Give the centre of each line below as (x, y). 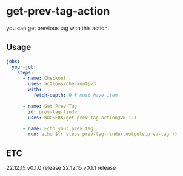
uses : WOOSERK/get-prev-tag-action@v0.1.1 (82, 118)
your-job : (24, 67)
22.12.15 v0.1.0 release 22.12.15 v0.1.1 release (61, 168)
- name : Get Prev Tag (50, 106)
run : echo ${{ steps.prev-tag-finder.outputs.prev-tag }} (103, 134)
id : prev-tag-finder (54, 112)
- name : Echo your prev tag (58, 128)
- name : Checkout (44, 78)
